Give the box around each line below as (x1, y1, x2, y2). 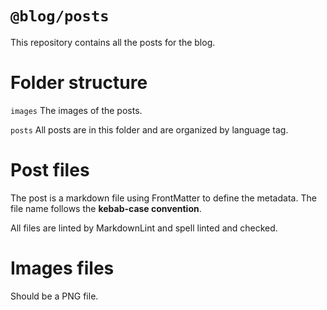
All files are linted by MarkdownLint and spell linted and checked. (10, 222, 278, 234)
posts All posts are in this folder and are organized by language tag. (10, 123, 289, 136)
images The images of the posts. (10, 104, 143, 116)
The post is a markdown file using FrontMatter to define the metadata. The (10, 192, 317, 204)
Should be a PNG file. (10, 290, 99, 302)
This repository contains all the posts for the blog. (10, 36, 216, 48)
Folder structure (10, 72, 148, 94)
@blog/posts (10, 7, 110, 26)
